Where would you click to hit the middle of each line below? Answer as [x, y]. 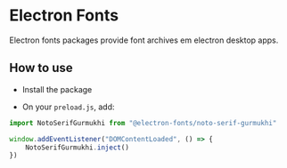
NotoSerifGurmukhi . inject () [77, 148]
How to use [41, 68]
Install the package [57, 89]
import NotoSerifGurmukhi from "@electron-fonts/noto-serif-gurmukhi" [143, 123]
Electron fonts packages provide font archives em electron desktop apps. [144, 40]
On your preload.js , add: [68, 107]
